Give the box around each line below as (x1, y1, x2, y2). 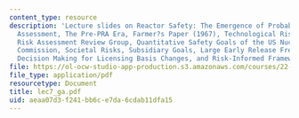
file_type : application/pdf (9, 71, 114, 80)
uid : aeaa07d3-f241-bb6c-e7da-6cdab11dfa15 (9, 95, 174, 105)
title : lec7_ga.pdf (9, 87, 82, 96)
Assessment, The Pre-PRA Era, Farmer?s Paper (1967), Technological (17, 29, 277, 38)
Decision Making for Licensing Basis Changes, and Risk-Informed (17, 54, 265, 63)
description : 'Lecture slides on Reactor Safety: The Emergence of (9, 21, 265, 30)
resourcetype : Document (9, 79, 98, 88)
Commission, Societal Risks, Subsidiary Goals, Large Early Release (17, 46, 277, 55)
